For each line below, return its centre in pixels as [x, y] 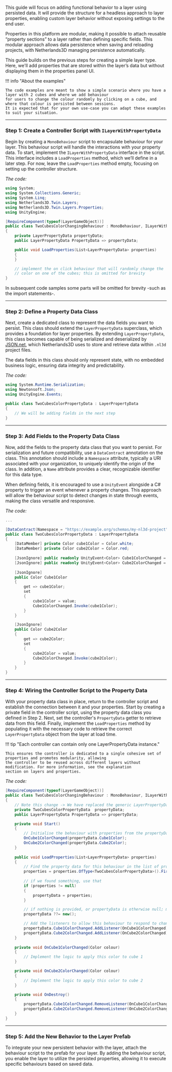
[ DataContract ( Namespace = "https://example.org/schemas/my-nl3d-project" [87, 529]
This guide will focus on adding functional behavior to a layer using [76, 7]
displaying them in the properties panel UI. [50, 71]
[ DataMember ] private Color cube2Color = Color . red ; [72, 549]
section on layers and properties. [43, 772]
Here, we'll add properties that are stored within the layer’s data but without [85, 65]
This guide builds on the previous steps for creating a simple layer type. [81, 60]
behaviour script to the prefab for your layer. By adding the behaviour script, [86, 1053]
